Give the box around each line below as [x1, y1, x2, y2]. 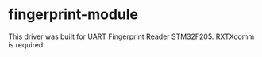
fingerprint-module [8, 6, 139, 24]
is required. [8, 40, 45, 49]
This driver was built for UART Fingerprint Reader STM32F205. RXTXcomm [8, 32, 255, 41]
